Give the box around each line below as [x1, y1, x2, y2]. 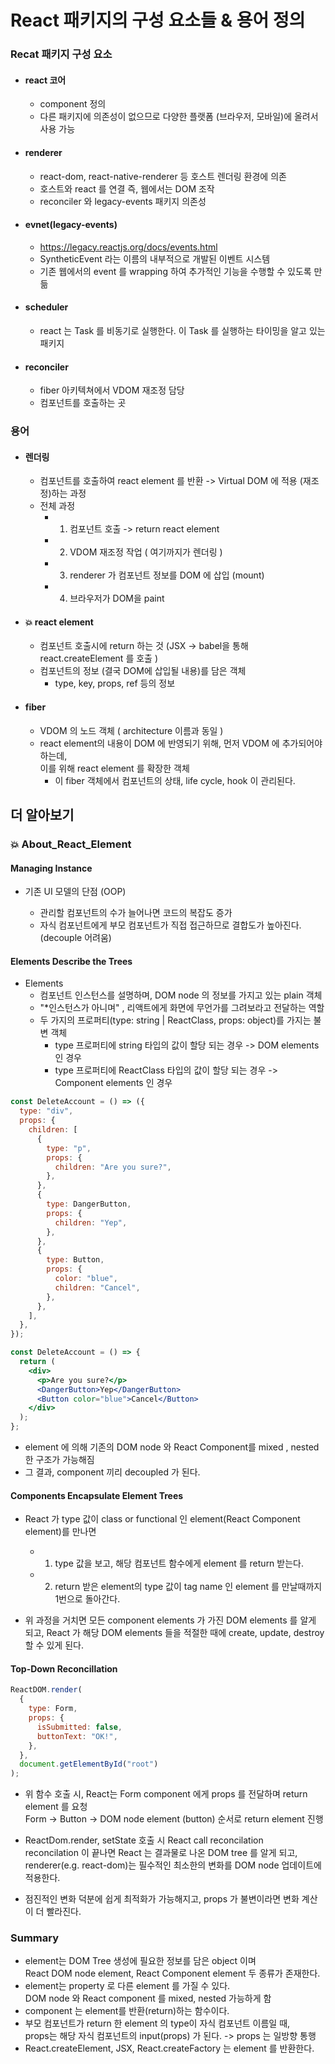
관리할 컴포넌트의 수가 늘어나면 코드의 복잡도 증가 [39, 907, 233, 919]
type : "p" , [46, 1143, 92, 1153]
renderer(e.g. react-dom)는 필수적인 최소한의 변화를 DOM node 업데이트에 [24, 1859, 322, 1871]
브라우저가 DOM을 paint [69, 592, 165, 605]
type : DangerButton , [46, 1199, 132, 1209]
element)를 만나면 [24, 1526, 97, 1538]
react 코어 [24, 74, 67, 86]
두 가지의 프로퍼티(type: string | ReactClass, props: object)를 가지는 [39, 1014, 312, 1026]
